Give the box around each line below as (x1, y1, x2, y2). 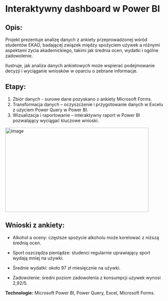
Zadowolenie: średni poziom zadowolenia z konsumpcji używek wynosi (12, 274, 161, 281)
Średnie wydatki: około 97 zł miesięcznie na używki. (12, 265, 121, 271)
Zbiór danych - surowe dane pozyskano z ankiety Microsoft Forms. (12, 96, 152, 102)
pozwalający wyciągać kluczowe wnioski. (12, 117, 99, 123)
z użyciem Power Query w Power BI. (12, 107, 88, 113)
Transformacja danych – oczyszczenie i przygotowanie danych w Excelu (12, 101, 163, 107)
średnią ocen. (12, 240, 41, 246)
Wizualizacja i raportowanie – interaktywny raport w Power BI (12, 112, 140, 118)
